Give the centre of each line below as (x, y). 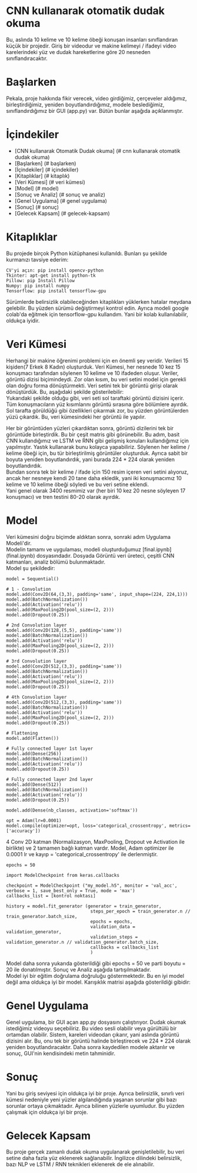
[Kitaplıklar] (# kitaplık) (42, 176)
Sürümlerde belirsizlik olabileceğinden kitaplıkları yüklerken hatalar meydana (99, 301)
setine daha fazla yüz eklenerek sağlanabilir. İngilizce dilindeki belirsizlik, (94, 1158)
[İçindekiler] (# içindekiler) (46, 169)
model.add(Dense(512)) (34, 785)
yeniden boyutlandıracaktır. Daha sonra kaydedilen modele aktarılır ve (91, 1047)
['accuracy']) (24, 831)
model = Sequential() (33, 579)
